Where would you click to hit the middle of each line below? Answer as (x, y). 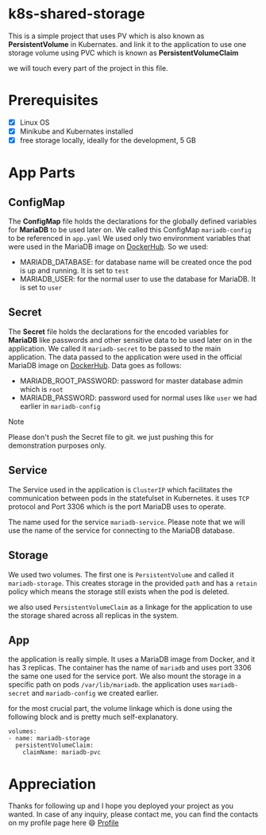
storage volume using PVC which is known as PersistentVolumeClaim (123, 52)
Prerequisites (54, 101)
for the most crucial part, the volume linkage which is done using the (120, 709)
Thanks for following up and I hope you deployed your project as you (121, 806)
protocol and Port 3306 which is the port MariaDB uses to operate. (117, 507)
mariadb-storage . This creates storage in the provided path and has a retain (133, 583)
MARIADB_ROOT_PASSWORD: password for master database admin (131, 381)
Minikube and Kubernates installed (76, 131)
